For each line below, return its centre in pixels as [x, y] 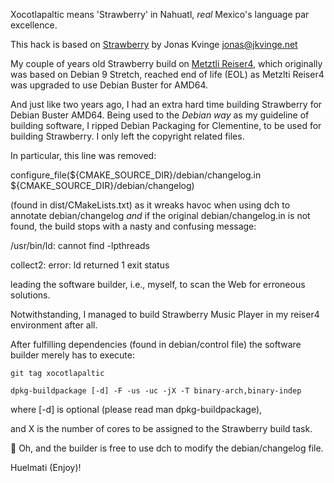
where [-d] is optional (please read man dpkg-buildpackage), [136, 409]
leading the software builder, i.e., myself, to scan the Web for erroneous [158, 284]
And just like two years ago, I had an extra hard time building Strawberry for [166, 104]
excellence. [34, 25]
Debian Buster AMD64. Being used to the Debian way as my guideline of [160, 115]
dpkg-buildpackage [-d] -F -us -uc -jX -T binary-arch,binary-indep [156, 391]
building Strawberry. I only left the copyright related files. [127, 136]
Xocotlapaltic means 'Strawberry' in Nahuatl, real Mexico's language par [160, 14]
